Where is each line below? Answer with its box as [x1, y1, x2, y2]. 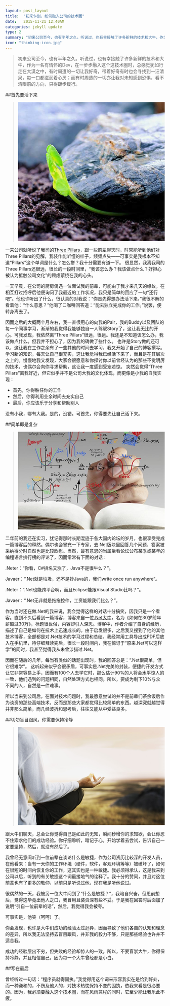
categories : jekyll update [5, 24, 62, 29]
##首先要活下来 [5, 91, 38, 97]
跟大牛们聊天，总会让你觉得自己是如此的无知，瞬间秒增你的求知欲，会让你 [5, 830, 160, 837]
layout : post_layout [5, 8, 49, 13]
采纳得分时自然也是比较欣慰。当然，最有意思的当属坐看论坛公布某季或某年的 [5, 548, 165, 554]
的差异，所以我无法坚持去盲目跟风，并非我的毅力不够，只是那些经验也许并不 [5, 931, 165, 937]
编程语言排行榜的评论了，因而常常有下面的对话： [5, 554, 107, 560]
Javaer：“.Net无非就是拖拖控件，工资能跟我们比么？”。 [5, 597, 120, 603]
